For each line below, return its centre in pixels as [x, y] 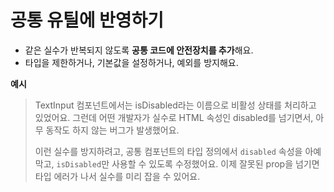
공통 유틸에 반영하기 [87, 20]
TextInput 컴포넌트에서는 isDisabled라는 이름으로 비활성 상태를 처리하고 [175, 105]
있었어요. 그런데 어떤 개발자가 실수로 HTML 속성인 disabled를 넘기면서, [174, 117]
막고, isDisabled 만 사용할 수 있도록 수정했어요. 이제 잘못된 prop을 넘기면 [177, 163]
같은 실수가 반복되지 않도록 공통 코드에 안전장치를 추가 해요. [139, 50]
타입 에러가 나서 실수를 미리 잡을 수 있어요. [117, 176]
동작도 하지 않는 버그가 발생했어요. [112, 130]
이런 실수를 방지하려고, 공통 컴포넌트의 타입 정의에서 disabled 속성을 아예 [178, 151]
